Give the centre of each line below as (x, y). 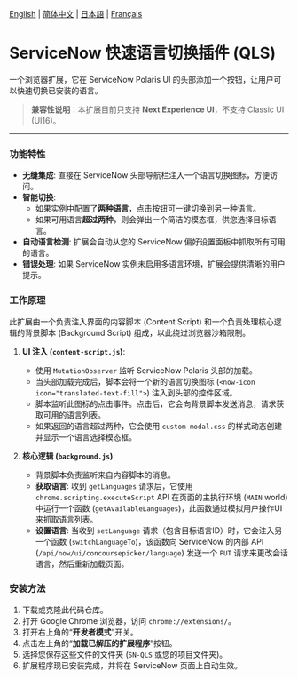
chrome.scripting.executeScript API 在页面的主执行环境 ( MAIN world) (161, 497)
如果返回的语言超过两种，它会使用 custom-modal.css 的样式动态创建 (159, 426)
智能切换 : (39, 197)
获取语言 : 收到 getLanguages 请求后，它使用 (114, 486)
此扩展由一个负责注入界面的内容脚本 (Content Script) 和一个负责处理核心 (142, 321)
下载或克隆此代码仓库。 (65, 610)
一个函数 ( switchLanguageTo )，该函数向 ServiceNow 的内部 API (149, 541)
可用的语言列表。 (74, 415)
